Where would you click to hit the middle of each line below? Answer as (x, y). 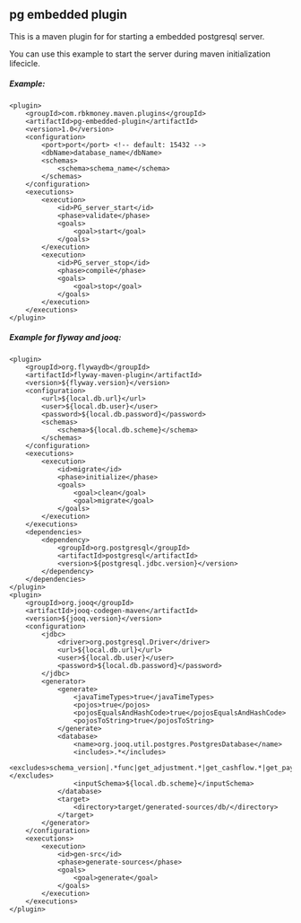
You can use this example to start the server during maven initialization (140, 54)
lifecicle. (25, 63)
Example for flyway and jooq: (65, 338)
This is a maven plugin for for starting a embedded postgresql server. (137, 36)
